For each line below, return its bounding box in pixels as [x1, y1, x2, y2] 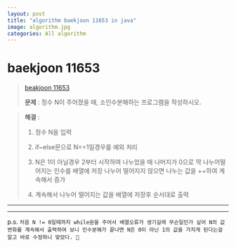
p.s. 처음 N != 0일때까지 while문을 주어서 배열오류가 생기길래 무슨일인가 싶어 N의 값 [7, 217, 225, 226]
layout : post [7, 10, 46, 18]
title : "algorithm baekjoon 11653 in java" [7, 17, 137, 24]
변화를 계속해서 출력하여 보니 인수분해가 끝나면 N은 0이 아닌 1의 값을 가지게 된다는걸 [7, 227, 223, 234]
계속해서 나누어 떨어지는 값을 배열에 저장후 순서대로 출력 [34, 191, 190, 199]
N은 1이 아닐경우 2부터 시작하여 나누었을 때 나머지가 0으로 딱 [34, 158, 202, 166]
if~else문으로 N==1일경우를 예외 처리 [34, 143, 138, 151]
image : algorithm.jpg [7, 23, 71, 30]
